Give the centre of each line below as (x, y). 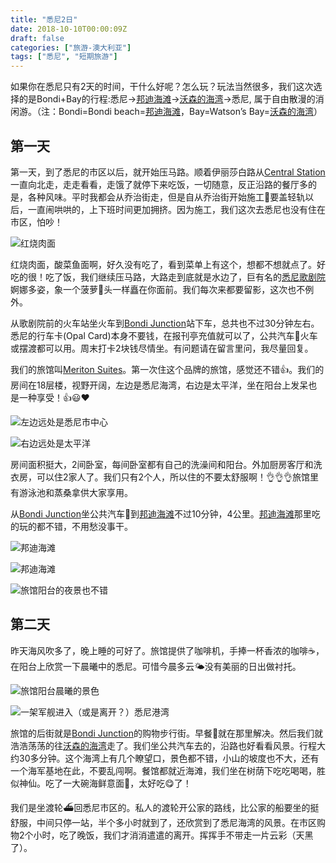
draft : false (37, 38)
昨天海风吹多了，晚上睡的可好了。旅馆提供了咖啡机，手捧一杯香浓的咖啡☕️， (167, 650)
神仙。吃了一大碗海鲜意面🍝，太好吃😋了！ (105, 783)
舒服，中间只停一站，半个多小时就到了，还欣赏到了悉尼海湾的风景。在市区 (163, 822)
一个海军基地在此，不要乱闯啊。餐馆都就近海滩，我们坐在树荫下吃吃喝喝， (163, 770)
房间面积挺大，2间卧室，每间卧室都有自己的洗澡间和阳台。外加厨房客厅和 (162, 464)
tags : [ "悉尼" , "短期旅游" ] (64, 57)
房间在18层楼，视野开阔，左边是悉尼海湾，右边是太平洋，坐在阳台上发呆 (159, 385)
